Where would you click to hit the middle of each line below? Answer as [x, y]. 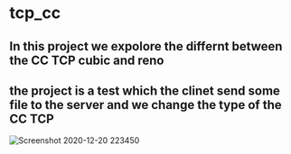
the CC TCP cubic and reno [87, 60]
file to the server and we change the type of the [145, 105]
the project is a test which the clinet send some [145, 91]
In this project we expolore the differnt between [146, 46]
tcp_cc [35, 13]
